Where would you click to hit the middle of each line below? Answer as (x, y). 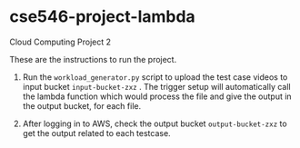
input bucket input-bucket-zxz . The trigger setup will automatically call (156, 86)
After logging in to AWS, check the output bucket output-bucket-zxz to (155, 123)
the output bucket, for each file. (82, 105)
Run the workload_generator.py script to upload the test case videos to (155, 77)
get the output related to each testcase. (96, 133)
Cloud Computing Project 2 (60, 42)
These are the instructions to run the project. (93, 59)
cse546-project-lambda (102, 17)
